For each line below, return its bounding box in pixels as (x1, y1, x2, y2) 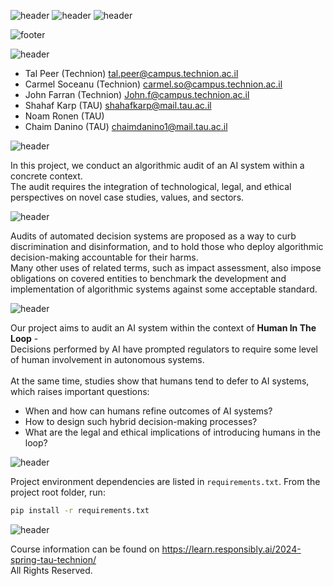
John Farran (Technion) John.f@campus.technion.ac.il (24, 89, 250, 100)
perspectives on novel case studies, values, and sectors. (10, 191, 245, 203)
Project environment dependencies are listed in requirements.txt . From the (10, 476, 321, 487)
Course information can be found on (10, 543, 160, 555)
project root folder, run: (10, 486, 106, 498)
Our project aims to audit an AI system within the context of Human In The (10, 322, 317, 334)
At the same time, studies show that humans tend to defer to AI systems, (10, 375, 310, 387)
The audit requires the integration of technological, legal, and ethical (10, 181, 292, 192)
